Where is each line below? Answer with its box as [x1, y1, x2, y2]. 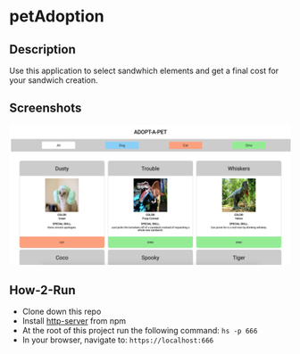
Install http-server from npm [21, 316, 127, 326]
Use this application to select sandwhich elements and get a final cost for [9, 65, 279, 76]
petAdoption [9, 6, 104, 27]
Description [9, 42, 76, 57]
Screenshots [9, 101, 82, 116]
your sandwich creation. [9, 75, 98, 86]
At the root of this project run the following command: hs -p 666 [21, 325, 258, 336]
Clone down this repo [21, 306, 102, 317]
